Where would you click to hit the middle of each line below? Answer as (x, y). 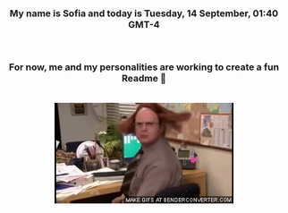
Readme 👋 (144, 79)
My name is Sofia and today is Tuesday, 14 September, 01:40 (144, 13)
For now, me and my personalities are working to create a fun (144, 67)
